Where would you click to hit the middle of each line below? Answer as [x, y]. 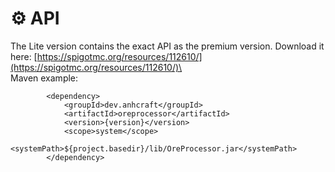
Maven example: [44, 78]
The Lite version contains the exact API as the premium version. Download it [167, 46]
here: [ [24, 56]
